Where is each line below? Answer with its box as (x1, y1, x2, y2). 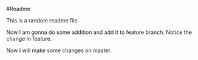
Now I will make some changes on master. (6, 47, 112, 54)
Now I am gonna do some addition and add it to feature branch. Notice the (6, 28, 193, 36)
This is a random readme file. (6, 17, 80, 24)
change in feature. (6, 35, 52, 42)
